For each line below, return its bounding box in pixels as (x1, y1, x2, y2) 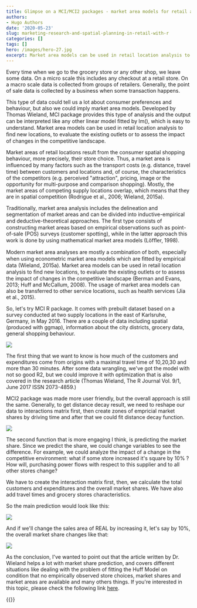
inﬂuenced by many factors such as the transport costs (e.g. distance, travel (6, 161, 191, 168)
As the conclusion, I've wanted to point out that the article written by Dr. (6, 553, 180, 560)
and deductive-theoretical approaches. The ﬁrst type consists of (6, 217, 162, 224)
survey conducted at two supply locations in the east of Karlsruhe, (6, 311, 167, 318)
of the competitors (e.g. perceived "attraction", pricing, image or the (6, 174, 171, 181)
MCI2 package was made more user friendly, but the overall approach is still (6, 394, 191, 402)
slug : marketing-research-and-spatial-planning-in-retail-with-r (6, 31, 169, 36)
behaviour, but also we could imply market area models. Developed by (6, 104, 176, 112)
